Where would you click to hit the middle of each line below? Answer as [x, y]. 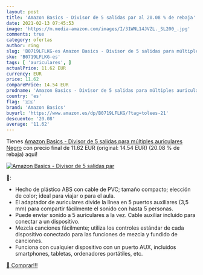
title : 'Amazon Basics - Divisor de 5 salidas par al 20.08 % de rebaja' [101, 18]
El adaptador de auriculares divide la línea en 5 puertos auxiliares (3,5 [102, 202]
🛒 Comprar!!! [22, 265]
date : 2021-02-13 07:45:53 [40, 23]
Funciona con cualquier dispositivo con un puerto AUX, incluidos [95, 247]
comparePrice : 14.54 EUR [37, 85]
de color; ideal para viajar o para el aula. [65, 196]
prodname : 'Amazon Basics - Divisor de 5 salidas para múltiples [90, 91]
